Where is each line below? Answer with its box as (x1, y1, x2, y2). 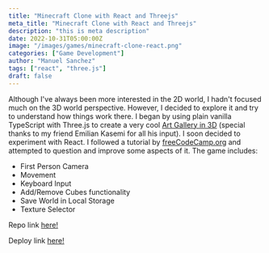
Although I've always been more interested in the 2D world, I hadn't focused (8, 94, 262, 103)
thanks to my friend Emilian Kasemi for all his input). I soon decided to (8, 129, 241, 138)
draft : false (8, 72, 53, 80)
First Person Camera (19, 161, 89, 171)
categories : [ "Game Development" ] (8, 49, 125, 57)
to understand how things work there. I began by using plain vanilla (8, 111, 232, 121)
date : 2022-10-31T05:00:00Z (8, 34, 103, 43)
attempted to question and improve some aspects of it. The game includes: (8, 145, 258, 155)
